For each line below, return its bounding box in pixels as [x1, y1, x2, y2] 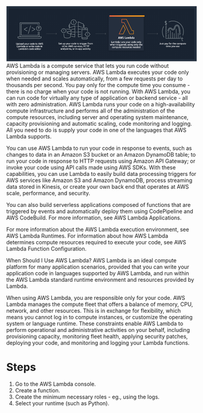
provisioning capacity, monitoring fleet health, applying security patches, [6, 333, 188, 340]
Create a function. [14, 387, 60, 394]
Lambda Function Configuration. [6, 245, 87, 253]
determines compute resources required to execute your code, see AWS [6, 239, 187, 246]
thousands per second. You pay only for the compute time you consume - [6, 82, 190, 89]
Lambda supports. [6, 133, 52, 140]
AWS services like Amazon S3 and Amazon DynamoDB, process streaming [6, 177, 193, 184]
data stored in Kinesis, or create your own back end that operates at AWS [6, 183, 189, 190]
